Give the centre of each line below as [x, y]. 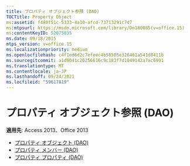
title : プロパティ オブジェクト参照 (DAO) [53, 11]
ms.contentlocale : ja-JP [36, 71]
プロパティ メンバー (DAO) [46, 150]
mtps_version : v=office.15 [39, 44]
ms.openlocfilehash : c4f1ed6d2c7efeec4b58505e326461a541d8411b [85, 55]
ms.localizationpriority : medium [47, 50]
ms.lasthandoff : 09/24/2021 [40, 77]
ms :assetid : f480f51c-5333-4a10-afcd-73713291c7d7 [69, 22]
